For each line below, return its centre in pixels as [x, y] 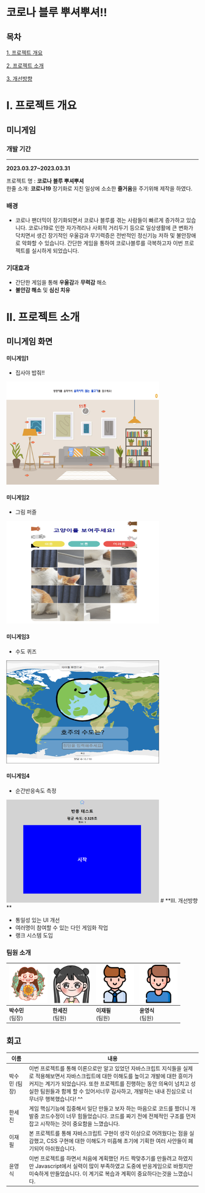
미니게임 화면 [30, 341]
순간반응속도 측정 [36, 790]
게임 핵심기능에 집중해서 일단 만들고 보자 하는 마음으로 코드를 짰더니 [109, 1109]
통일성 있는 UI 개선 [37, 920]
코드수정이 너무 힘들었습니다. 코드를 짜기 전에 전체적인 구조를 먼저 [118, 1116]
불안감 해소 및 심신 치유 [43, 290]
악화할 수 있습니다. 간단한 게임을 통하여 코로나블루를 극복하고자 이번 [102, 243]
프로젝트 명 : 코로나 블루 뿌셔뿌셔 [45, 181]
